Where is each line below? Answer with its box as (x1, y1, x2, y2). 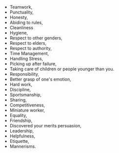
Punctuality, (9, 9, 34, 15)
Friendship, (9, 118, 33, 123)
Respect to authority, (9, 46, 52, 51)
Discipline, (9, 87, 31, 92)
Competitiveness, (9, 102, 45, 108)
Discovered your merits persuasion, (9, 123, 81, 128)
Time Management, (9, 51, 49, 56)
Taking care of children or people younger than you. (9, 66, 115, 72)
